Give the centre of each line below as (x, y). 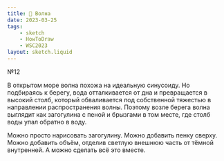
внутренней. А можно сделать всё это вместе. (76, 150)
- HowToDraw (37, 39)
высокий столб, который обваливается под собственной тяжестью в (109, 100)
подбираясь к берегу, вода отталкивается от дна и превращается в (107, 92)
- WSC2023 (34, 46)
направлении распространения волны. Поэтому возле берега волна (109, 107)
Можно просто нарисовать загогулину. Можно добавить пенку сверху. (112, 135)
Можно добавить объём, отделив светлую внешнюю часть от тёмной (111, 142)
